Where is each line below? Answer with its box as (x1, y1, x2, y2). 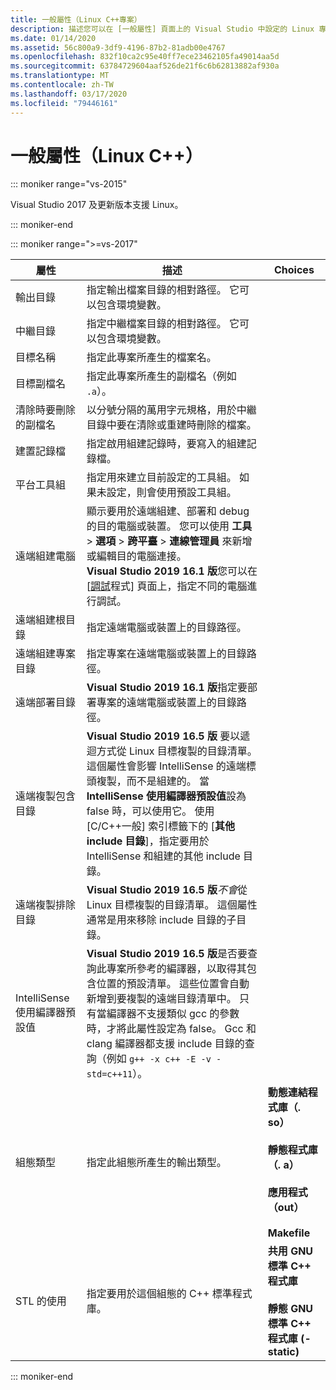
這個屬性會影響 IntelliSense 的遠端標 (86, 759, 257, 773)
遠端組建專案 (15, 647, 77, 661)
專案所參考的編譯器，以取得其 (106, 962, 247, 976)
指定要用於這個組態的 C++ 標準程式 (86, 1287, 253, 1301)
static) (267, 1345, 300, 1359)
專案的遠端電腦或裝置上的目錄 (96, 696, 237, 710)
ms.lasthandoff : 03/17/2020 (10, 89, 128, 99)
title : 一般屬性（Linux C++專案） (10, 14, 142, 25)
